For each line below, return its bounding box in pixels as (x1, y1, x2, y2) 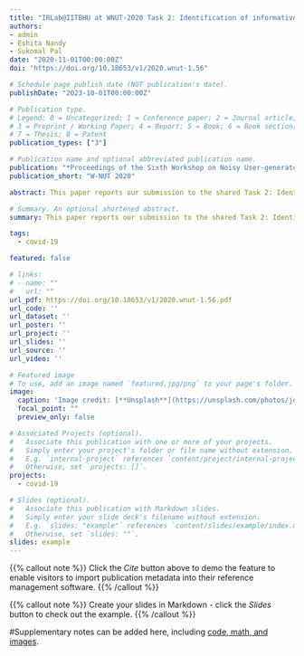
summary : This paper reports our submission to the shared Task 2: (9, 213, 270, 222)
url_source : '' (9, 346, 67, 355)
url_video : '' (9, 354, 63, 363)
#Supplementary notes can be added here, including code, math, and (9, 626, 269, 638)
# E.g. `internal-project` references (9, 454, 165, 463)
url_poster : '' (9, 320, 67, 330)
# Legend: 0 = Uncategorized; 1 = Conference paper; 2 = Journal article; (9, 113, 298, 122)
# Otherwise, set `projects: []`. (9, 462, 147, 471)
